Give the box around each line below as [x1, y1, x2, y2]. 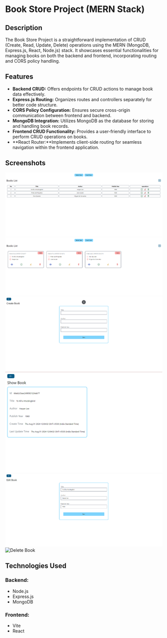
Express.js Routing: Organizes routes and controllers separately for [12, 96, 152, 102]
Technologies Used [5, 562, 66, 570]
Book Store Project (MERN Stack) [5, 4, 145, 15]
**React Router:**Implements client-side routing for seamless [12, 139, 142, 145]
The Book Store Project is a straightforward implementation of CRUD [5, 37, 146, 43]
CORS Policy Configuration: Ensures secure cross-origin [12, 107, 131, 113]
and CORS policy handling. [5, 58, 60, 64]
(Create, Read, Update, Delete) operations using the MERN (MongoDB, [5, 42, 151, 48]
